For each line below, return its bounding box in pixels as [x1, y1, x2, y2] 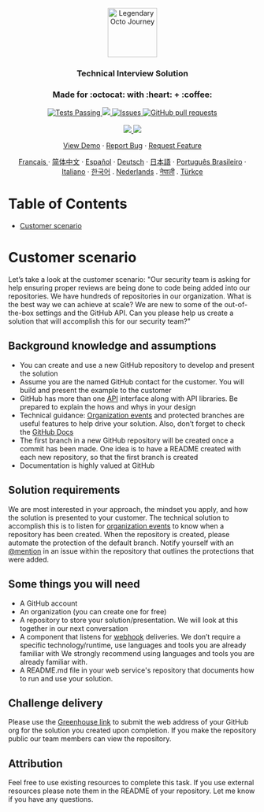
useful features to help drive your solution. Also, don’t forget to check [19, 418, 246, 428]
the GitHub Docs [19, 427, 74, 436]
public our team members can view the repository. [8, 734, 172, 743]
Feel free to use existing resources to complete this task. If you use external [8, 778, 255, 788]
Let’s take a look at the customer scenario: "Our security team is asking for [8, 275, 251, 284]
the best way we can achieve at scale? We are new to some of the [8, 300, 223, 310]
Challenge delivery [8, 696, 103, 710]
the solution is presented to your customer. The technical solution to [8, 513, 230, 522]
